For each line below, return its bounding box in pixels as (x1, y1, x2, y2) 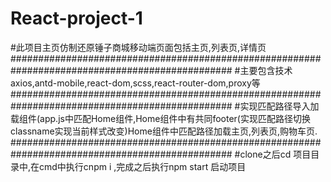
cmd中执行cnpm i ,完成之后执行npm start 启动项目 (39, 160, 247, 172)
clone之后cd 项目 (239, 148, 312, 160)
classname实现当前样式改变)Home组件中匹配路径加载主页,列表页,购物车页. (10, 125, 318, 137)
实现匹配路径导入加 (239, 100, 320, 112)
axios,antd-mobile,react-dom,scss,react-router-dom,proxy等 (10, 77, 261, 89)
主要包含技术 (239, 64, 293, 76)
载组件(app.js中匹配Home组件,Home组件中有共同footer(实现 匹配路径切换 (10, 112, 311, 124)
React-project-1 (10, 7, 143, 30)
